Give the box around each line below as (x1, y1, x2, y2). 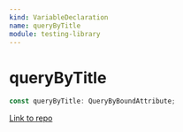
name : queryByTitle (9, 21, 81, 30)
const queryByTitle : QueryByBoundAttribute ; (9, 97, 176, 106)
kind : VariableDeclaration (9, 12, 109, 22)
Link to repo (9, 113, 53, 124)
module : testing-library (9, 29, 101, 38)
